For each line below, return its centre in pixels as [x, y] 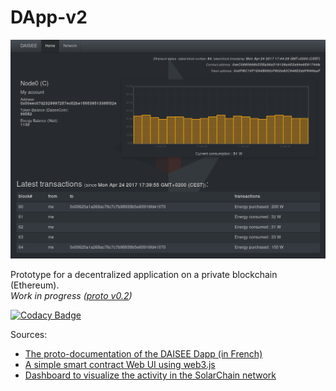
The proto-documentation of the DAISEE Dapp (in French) [143, 353]
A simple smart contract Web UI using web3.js [120, 364]
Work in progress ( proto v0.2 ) [71, 295]
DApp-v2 [49, 17]
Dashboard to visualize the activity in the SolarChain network [150, 375]
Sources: [29, 334]
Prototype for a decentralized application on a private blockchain [144, 274]
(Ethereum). [35, 285]
